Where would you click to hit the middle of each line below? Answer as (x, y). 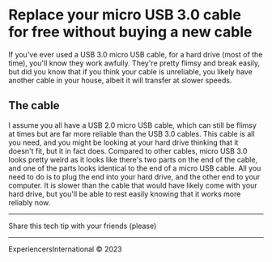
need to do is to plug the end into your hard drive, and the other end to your (134, 176)
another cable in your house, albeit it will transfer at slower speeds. (120, 80)
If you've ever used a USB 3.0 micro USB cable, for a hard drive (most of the (136, 54)
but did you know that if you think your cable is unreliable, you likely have (130, 71)
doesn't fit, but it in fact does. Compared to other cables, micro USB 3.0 (128, 150)
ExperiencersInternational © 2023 (66, 249)
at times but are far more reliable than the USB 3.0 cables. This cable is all (132, 133)
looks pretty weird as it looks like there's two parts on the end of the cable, (133, 159)
